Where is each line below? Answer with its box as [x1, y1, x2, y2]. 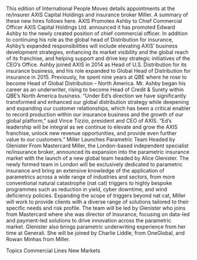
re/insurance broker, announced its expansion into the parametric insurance [6, 148, 189, 155]
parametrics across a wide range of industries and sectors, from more [6, 173, 175, 180]
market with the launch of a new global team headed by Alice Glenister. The [6, 155, 189, 161]
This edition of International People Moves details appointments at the [6, 5, 175, 12]
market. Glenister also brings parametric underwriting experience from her [6, 223, 186, 230]
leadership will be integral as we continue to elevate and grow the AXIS [6, 123, 178, 130]
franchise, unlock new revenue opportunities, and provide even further [6, 130, 177, 137]
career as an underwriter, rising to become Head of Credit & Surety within [6, 86, 184, 93]
